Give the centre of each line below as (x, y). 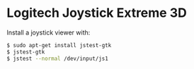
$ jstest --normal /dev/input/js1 (58, 58)
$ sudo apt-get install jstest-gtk (59, 45)
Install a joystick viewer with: (48, 32)
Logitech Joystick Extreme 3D (97, 13)
